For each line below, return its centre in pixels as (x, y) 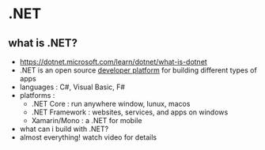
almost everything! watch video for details (88, 137)
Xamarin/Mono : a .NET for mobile (87, 120)
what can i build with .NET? (64, 129)
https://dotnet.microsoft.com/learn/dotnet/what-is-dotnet (113, 62)
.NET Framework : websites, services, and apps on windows (130, 112)
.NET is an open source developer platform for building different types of (138, 70)
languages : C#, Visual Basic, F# (72, 87)
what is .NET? (43, 43)
